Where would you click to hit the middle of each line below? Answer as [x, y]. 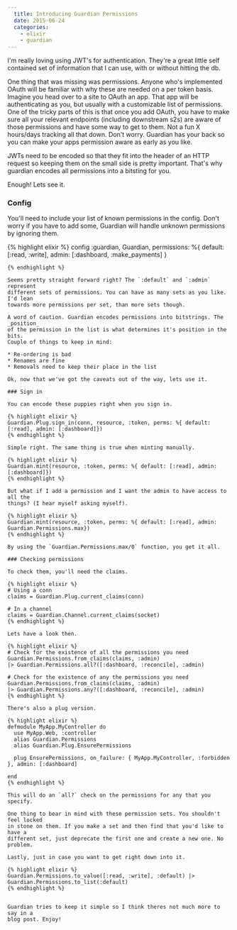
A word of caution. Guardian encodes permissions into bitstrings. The [115, 317]
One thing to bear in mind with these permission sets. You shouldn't [114, 814]
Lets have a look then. [43, 634]
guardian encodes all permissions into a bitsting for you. [89, 171]
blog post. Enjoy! [34, 919]
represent [22, 287]
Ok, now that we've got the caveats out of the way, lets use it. [108, 380]
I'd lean [20, 299]
